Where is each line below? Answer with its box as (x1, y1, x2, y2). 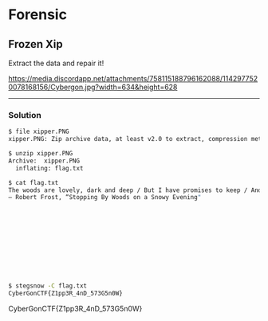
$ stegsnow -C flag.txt (8, 282, 88, 290)
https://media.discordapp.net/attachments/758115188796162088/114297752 (8, 74, 258, 83)
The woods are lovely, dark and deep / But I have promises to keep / (8, 186, 248, 194)
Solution (8, 109, 42, 120)
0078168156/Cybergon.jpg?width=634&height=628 (8, 82, 178, 92)
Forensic (8, 6, 68, 24)
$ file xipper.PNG (8, 127, 69, 136)
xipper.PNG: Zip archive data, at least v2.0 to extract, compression (8, 135, 248, 143)
